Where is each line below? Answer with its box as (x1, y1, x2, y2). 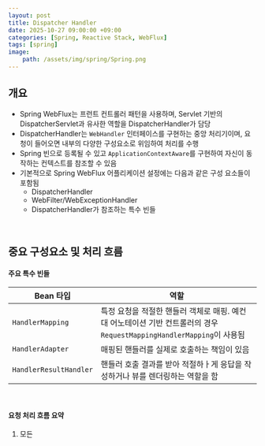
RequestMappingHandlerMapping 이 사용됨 (100, 329, 246, 340)
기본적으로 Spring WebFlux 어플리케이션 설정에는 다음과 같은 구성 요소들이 (19, 168, 251, 177)
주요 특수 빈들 (8, 269, 50, 278)
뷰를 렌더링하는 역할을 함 (131, 371, 218, 382)
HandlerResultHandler (12, 366, 93, 374)
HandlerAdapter (12, 344, 69, 354)
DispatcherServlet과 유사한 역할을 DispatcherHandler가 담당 (19, 119, 211, 128)
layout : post (8, 11, 51, 20)
